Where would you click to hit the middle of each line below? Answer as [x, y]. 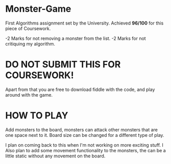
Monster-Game [38, 9]
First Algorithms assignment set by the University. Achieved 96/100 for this [84, 23]
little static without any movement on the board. [55, 156]
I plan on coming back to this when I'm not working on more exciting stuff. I [84, 145]
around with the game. [29, 95]
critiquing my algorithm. [30, 43]
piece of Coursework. [28, 28]
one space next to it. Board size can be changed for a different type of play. [85, 135]
